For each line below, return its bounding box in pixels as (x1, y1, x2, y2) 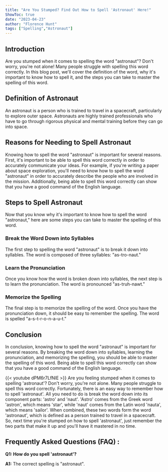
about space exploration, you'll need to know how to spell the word (5, 167, 144, 174)
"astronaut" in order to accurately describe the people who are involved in (5, 173, 158, 179)
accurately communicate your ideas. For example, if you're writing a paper (5, 162, 159, 168)
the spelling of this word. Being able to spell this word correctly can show (5, 360, 157, 366)
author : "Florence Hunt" (5, 21, 57, 27)
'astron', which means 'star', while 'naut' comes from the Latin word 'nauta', (5, 401, 161, 408)
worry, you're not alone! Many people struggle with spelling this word (5, 63, 148, 70)
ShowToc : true (5, 12, 35, 17)
